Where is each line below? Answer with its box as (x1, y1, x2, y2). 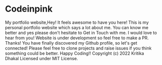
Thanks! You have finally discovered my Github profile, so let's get (5, 40, 137, 46)
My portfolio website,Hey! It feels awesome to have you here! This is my (5, 19, 149, 25)
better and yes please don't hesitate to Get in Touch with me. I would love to (5, 30, 157, 35)
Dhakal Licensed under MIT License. (5, 55, 79, 61)
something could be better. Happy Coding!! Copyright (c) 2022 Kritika (5, 50, 145, 56)
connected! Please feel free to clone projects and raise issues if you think (5, 45, 152, 51)
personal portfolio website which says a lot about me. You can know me (5, 24, 149, 30)
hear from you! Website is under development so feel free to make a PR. (5, 35, 149, 41)
